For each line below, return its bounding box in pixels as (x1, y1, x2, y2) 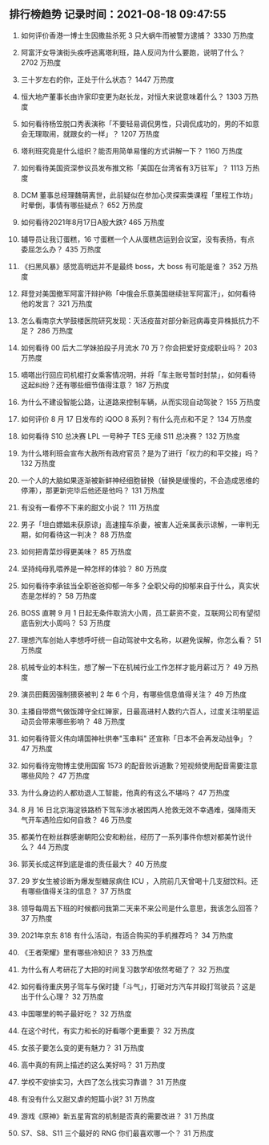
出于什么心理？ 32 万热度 (20, 992, 104, 1001)
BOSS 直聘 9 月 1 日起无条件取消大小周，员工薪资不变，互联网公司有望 (20, 607, 254, 617)
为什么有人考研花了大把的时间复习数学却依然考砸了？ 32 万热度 (20, 964, 231, 974)
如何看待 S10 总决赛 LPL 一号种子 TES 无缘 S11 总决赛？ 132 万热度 (20, 431, 241, 440)
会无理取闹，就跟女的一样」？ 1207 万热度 (20, 129, 160, 138)
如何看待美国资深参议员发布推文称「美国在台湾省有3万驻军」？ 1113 (20, 163, 244, 173)
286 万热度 (36, 325, 74, 335)
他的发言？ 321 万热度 (20, 298, 93, 308)
